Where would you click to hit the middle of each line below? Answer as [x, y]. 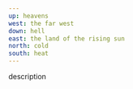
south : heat [28, 53]
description [28, 76]
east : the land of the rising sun [67, 38]
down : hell [27, 31]
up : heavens [28, 16]
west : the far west [41, 23]
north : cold [28, 46]
